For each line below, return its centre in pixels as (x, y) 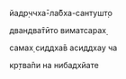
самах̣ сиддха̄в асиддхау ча (63, 48)
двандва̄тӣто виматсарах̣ (58, 30)
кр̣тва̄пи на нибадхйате (54, 65)
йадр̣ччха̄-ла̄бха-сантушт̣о (61, 13)
